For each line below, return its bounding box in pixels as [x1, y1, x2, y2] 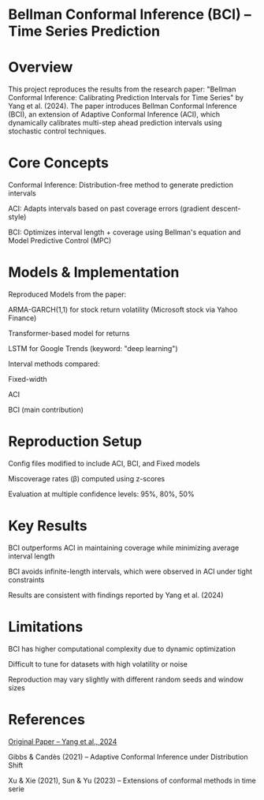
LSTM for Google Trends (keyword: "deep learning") [8, 344, 179, 353]
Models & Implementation [8, 264, 180, 282]
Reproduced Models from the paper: [8, 290, 127, 299]
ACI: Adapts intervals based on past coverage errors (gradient [8, 204, 210, 214]
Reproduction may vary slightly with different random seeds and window [8, 675, 244, 684]
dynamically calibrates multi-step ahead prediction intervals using [8, 118, 222, 128]
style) [8, 212, 27, 222]
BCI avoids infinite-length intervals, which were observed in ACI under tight [8, 566, 253, 576]
